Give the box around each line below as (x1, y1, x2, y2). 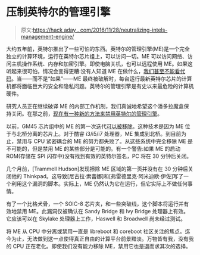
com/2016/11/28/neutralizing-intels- (80, 26, 168, 33)
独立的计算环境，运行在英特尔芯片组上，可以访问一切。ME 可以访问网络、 (6, 52, 187, 60)
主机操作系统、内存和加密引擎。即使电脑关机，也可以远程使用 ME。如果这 (11, 60, 193, 67)
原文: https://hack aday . (20, 26, 79, 33)
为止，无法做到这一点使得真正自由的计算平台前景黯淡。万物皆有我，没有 (11, 235, 189, 242)
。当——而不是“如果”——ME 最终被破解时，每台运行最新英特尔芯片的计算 (11, 75, 192, 82)
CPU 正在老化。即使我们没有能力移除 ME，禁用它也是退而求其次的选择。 (12, 242, 192, 250)
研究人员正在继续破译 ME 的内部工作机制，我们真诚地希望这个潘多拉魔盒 (6, 102, 184, 110)
